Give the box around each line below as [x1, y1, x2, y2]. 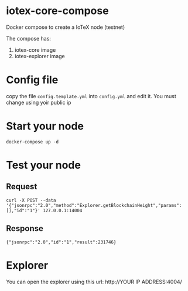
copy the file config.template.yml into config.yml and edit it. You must [6, 92, 177, 99]
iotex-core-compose [6, 4, 110, 18]
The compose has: [6, 35, 52, 42]
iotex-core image [14, 46, 56, 53]
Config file [6, 73, 59, 86]
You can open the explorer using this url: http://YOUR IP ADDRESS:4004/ [6, 278, 183, 285]
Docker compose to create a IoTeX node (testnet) [6, 24, 125, 31]
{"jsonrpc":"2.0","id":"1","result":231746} [6, 239, 117, 245]
